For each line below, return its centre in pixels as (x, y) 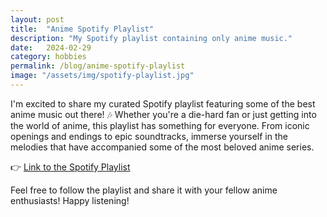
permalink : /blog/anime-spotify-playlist (98, 66)
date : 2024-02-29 (51, 47)
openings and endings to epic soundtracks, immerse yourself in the (149, 136)
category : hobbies (48, 57)
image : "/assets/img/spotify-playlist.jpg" (102, 76)
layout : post (37, 19)
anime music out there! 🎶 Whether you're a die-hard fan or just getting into (163, 114)
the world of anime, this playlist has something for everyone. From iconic (160, 125)
